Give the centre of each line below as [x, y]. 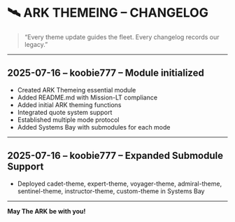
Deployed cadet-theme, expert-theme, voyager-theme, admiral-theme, [120, 183]
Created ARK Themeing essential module [77, 90]
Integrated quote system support [65, 112]
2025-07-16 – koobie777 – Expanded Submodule [115, 156]
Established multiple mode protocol [68, 120]
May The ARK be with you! [47, 211]
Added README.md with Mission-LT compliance [87, 97]
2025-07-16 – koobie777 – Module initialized [106, 73]
